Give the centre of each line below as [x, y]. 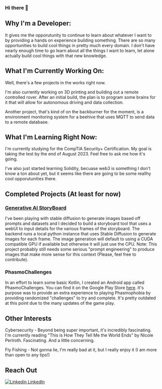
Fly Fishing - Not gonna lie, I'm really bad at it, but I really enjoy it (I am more [81, 350]
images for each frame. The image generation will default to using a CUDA [79, 239]
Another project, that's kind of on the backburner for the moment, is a [74, 111]
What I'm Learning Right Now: [51, 137]
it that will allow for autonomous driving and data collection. [65, 102]
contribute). [17, 260]
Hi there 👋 [17, 8]
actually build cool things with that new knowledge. [56, 56]
